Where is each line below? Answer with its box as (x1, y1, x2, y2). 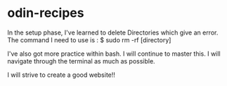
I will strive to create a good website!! (7, 70, 116, 79)
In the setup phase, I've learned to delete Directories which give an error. (7, 28, 219, 37)
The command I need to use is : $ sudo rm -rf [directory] (7, 35, 171, 44)
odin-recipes (7, 5, 84, 21)
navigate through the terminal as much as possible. (7, 56, 156, 65)
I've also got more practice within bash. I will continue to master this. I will (7, 49, 221, 58)
